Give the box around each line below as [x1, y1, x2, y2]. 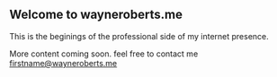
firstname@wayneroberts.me [9, 57, 118, 68]
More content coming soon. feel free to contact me [9, 48, 199, 59]
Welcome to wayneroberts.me [9, 7, 183, 22]
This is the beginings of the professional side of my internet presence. [9, 30, 270, 41]
